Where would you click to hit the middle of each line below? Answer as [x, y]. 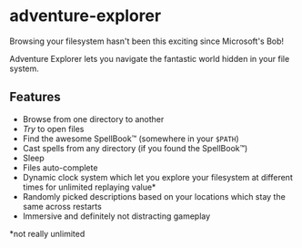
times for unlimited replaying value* [89, 187]
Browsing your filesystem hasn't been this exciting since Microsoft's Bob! [147, 41]
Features [35, 97]
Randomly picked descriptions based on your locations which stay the [154, 196]
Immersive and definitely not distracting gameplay [116, 216]
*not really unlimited [47, 233]
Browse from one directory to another [93, 119]
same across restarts [62, 206]
